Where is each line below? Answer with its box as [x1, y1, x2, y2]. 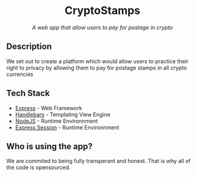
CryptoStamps [64, 4, 141, 18]
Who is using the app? [6, 141, 93, 151]
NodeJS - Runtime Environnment [15, 117, 98, 125]
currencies [6, 71, 34, 78]
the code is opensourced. [6, 164, 71, 171]
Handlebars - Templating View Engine [15, 111, 111, 118]
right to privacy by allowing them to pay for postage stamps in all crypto [6, 64, 187, 71]
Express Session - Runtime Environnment [15, 123, 120, 131]
